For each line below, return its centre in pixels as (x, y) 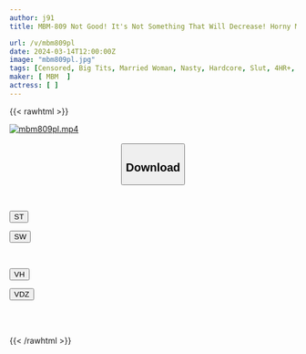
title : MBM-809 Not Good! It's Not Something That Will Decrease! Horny (150, 26)
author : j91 (32, 18)
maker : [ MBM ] (40, 77)
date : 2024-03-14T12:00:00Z (63, 51)
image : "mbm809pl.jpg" (52, 60)
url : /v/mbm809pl (42, 43)
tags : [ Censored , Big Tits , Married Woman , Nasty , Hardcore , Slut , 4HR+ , (153, 68)
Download (153, 167)
